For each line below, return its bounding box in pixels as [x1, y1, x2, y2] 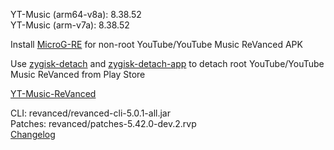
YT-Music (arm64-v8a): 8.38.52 [10, 9, 142, 20]
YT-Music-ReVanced [10, 88, 97, 99]
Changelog [10, 129, 56, 140]
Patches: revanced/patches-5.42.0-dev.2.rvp [10, 118, 197, 129]
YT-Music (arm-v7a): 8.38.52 [10, 19, 130, 31]
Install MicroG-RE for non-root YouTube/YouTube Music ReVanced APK [10, 39, 303, 50]
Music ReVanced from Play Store [10, 69, 146, 80]
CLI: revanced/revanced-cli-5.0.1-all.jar [10, 107, 171, 119]
